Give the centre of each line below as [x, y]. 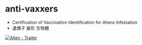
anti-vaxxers [32, 9]
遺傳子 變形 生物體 [30, 28]
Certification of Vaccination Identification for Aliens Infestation [75, 22]
